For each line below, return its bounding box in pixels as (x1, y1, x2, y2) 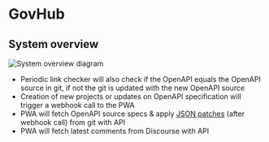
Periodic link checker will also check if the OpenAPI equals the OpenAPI (20, 75, 262, 84)
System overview (8, 37, 99, 51)
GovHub (8, 5, 65, 24)
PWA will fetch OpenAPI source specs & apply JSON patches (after (20, 109, 245, 118)
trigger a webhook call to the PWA (20, 101, 136, 110)
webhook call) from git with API (20, 118, 126, 127)
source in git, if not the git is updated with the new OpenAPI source (20, 83, 245, 93)
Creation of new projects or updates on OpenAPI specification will (20, 92, 241, 101)
